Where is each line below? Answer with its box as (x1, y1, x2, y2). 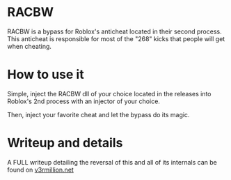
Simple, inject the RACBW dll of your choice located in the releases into (7, 89, 212, 98)
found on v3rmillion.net (7, 165, 74, 174)
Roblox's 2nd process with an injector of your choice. (7, 97, 160, 105)
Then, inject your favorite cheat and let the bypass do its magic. (7, 110, 190, 119)
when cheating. (7, 42, 52, 50)
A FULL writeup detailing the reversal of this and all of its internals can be (7, 158, 217, 166)
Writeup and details (7, 135, 123, 151)
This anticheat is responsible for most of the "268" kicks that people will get (7, 34, 225, 43)
